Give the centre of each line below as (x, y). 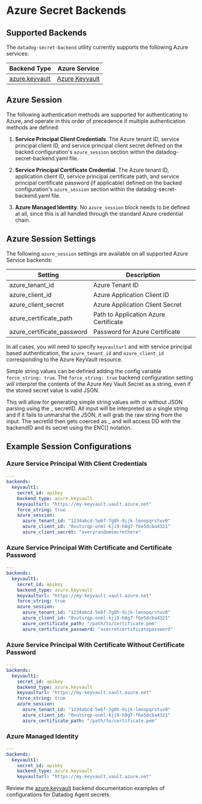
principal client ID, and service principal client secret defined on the (99, 145)
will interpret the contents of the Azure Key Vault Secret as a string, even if (99, 384)
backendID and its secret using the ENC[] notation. (69, 427)
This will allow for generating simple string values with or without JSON (95, 402)
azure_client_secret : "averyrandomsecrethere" (81, 532)
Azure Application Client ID (131, 295)
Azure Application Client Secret (137, 304)
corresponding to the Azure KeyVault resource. (65, 359)
